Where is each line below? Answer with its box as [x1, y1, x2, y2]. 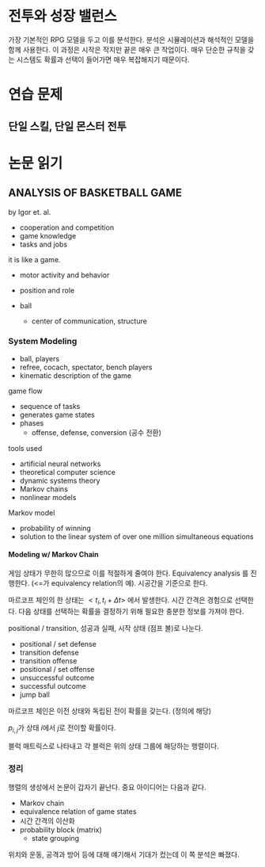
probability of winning [19, 523, 91, 533]
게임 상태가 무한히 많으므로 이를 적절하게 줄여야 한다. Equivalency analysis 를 [8, 568, 249, 579]
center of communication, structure [31, 316, 148, 326]
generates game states [19, 410, 95, 419]
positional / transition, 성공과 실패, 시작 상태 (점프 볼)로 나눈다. [8, 623, 203, 632]
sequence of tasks [19, 401, 81, 411]
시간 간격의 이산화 [19, 815, 75, 825]
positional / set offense [19, 664, 95, 674]
